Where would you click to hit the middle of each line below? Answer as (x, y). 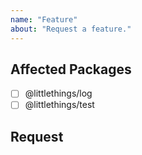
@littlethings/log (58, 93)
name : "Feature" (44, 19)
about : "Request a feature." (71, 29)
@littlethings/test (59, 105)
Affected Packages (71, 69)
